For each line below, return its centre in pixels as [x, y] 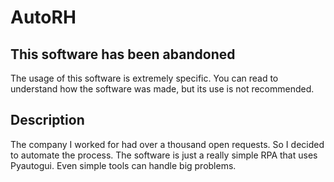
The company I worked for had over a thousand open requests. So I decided [167, 144]
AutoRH [43, 17]
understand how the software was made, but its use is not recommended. [162, 89]
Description [47, 120]
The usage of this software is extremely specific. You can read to [144, 78]
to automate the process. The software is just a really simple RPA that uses [164, 155]
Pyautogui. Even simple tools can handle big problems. [123, 165]
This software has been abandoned [123, 54]
